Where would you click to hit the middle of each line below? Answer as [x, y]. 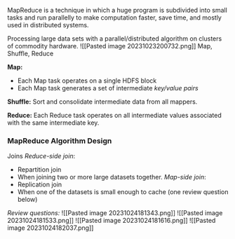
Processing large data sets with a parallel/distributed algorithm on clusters [115, 39]
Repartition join [39, 170]
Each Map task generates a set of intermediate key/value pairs [108, 88]
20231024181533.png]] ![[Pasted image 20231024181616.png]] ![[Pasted [112, 221]
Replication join [40, 184]
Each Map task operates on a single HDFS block [87, 81]
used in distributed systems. [48, 25]
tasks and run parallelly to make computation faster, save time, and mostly [115, 18]
